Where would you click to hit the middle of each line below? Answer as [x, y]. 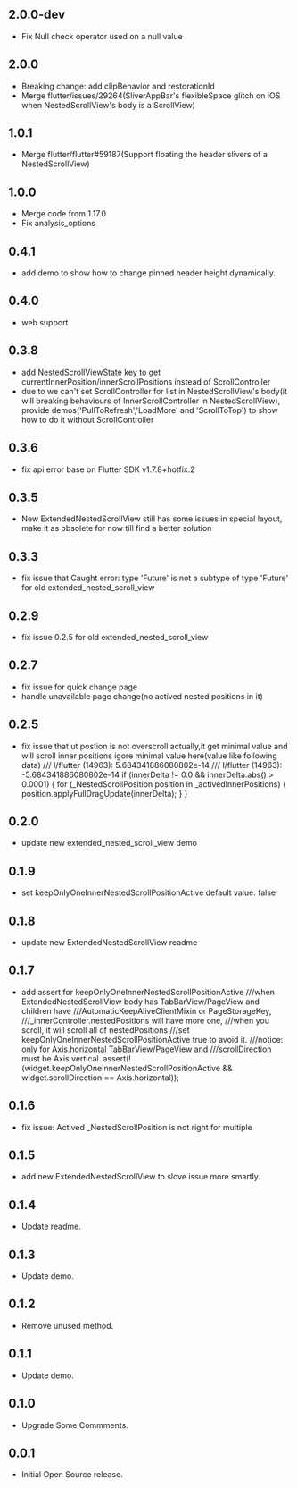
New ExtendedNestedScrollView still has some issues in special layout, [152, 519]
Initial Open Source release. [72, 1475]
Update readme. [51, 1226]
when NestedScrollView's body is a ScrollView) [108, 105]
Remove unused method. [67, 1325]
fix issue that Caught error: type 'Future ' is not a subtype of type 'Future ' [155, 578]
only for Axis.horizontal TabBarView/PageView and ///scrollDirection [146, 1049]
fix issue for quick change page [79, 687]
